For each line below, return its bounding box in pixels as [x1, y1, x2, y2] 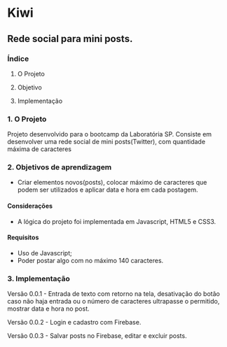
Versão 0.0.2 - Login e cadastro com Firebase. [7, 318, 142, 327]
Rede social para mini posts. [7, 33, 133, 45]
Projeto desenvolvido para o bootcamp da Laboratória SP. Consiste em [7, 130, 212, 139]
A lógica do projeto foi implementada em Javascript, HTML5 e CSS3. [17, 217, 216, 225]
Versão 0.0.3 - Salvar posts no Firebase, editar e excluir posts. [7, 332, 187, 340]
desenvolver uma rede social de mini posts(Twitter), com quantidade [7, 138, 205, 146]
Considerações [7, 201, 53, 211]
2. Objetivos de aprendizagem [7, 162, 112, 172]
